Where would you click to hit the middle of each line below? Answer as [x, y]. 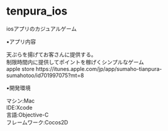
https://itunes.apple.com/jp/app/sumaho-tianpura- [99, 69]
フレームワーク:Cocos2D [37, 122]
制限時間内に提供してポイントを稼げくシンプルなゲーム [75, 62]
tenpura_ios [37, 11]
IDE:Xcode [19, 107]
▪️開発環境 [18, 88]
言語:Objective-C [28, 115]
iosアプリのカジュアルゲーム [42, 29]
